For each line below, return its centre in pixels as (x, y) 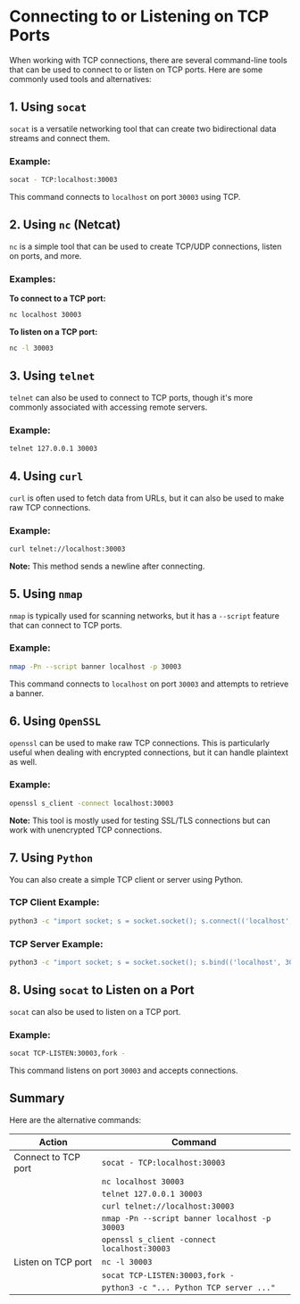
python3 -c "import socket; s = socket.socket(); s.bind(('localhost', (145, 962)
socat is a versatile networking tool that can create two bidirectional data (143, 129)
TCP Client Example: (54, 902)
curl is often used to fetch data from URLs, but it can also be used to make (147, 498)
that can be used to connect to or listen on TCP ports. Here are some (136, 70)
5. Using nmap (46, 594)
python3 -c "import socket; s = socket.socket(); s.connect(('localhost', (151, 921)
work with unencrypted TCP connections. (86, 830)
